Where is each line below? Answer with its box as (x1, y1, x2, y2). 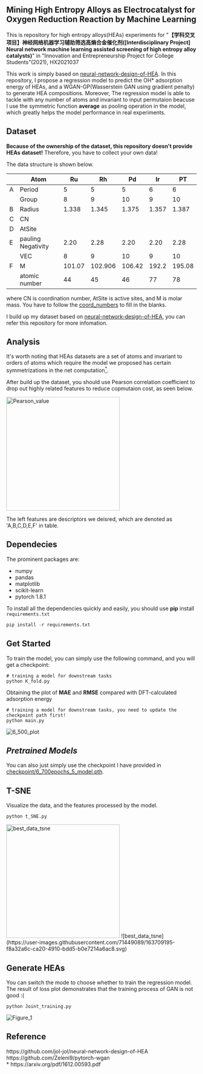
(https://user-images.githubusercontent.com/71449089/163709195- (6, 939, 175, 946)
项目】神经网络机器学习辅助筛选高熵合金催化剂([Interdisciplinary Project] (6, 39, 191, 46)
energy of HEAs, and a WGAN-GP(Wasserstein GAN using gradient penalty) (6, 83, 195, 90)
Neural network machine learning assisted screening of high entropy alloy (6, 45, 196, 53)
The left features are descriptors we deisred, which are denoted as (6, 515, 173, 523)
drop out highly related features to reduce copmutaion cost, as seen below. (6, 385, 193, 393)
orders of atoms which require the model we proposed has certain (6, 359, 171, 366)
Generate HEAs (6, 963, 65, 973)
